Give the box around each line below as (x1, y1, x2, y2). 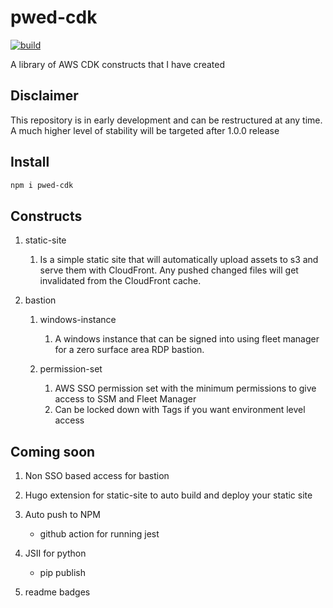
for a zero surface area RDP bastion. (54, 344, 205, 356)
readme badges (24, 586, 91, 598)
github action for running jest (39, 528, 160, 540)
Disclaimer (10, 87, 79, 105)
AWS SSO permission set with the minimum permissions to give (54, 382, 317, 395)
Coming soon (10, 443, 96, 460)
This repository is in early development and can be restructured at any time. (10, 114, 323, 126)
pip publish (39, 567, 86, 579)
